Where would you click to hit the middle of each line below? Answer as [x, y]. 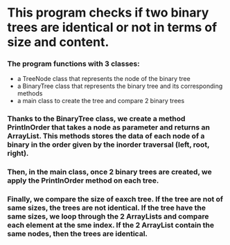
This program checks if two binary [108, 13]
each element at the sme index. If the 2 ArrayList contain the [111, 225]
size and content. [58, 42]
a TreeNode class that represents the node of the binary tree [104, 79]
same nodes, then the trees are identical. [77, 234]
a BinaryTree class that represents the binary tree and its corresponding [120, 86]
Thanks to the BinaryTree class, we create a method [96, 119]
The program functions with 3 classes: [73, 64]
